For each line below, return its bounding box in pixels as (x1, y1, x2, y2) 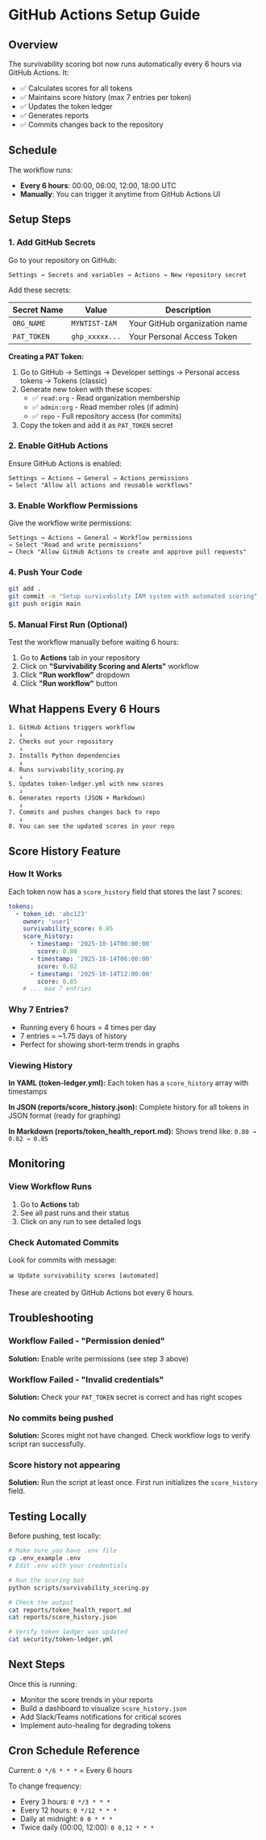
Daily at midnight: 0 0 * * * (19, 1813, 113, 1823)
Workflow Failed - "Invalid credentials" (8, 1374, 164, 1385)
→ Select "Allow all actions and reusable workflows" (8, 481, 193, 489)
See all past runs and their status (19, 1208, 130, 1218)
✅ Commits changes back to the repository (19, 119, 164, 129)
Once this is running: (8, 1679, 77, 1688)
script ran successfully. (8, 1439, 86, 1449)
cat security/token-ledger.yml (8, 1636, 114, 1644)
